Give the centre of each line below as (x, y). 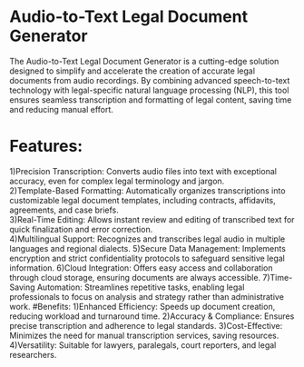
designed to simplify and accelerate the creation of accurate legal (132, 71)
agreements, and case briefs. (64, 210)
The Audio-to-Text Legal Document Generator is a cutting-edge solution (144, 61)
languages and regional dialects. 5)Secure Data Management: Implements (147, 248)
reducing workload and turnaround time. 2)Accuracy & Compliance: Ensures (152, 316)
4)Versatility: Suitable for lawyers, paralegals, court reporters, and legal (143, 345)
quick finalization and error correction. (81, 229)
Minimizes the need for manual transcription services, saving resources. (144, 335)
